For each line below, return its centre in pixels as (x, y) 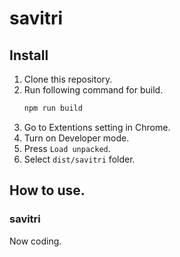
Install (29, 55)
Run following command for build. (93, 90)
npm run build (53, 108)
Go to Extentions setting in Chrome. (97, 127)
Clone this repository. (68, 79)
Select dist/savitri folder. (79, 159)
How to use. (47, 190)
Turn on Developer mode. (76, 138)
